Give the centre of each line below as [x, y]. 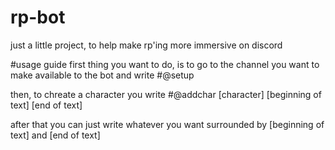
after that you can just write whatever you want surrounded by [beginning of [167, 124]
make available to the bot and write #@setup [102, 75]
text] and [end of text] [55, 135]
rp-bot [38, 17]
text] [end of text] [46, 105]
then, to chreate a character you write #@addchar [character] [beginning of [166, 94]
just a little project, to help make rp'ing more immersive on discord [146, 45]
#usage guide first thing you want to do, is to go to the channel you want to [165, 64]
